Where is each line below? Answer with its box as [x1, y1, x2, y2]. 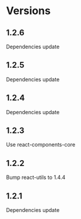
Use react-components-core [6, 141, 76, 148]
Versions [6, 4, 51, 18]
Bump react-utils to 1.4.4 [6, 174, 66, 181]
